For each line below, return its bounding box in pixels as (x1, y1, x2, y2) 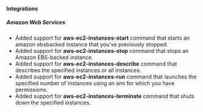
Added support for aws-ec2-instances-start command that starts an (15, 34, 190, 41)
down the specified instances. (15, 99, 91, 106)
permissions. (15, 86, 48, 93)
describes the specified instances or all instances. (15, 66, 141, 74)
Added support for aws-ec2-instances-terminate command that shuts (15, 92, 195, 100)
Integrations (6, 5, 38, 12)
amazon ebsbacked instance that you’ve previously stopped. (15, 40, 169, 48)
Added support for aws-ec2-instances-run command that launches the (15, 73, 197, 80)
